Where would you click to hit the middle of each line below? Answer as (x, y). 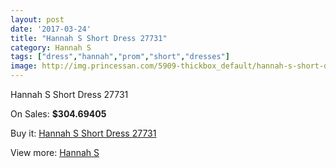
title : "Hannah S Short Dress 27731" (89, 38)
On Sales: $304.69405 (58, 114)
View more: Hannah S (55, 152)
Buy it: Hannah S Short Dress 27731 (83, 133)
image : (24, 66)
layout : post (37, 19)
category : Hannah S (51, 47)
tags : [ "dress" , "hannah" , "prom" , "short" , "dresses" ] (120, 57)
